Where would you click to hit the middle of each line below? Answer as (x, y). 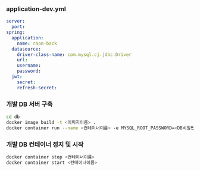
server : (16, 21)
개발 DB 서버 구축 (29, 104)
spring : (16, 32)
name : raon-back (37, 43)
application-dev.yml (36, 9)
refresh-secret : (37, 88)
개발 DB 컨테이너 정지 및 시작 (45, 144)
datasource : (26, 49)
